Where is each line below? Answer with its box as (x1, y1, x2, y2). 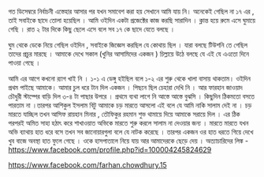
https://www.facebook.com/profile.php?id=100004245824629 (8, 145, 212, 154)
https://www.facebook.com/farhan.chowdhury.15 (8, 160, 167, 169)
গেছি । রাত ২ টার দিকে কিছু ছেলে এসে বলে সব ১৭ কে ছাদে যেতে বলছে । (8, 24, 176, 34)
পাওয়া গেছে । (8, 58, 41, 67)
